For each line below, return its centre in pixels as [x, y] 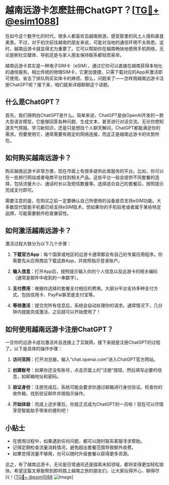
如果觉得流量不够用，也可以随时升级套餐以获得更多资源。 [72, 454]
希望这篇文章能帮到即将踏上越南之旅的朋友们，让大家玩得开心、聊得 [84, 471]
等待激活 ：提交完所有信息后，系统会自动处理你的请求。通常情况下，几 [85, 305]
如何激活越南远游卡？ [38, 230]
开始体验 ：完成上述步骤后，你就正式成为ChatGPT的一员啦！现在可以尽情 [88, 404]
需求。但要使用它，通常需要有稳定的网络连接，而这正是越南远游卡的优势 [80, 134]
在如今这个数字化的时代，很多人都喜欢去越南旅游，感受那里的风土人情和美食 [84, 36]
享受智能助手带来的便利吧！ [41, 411]
